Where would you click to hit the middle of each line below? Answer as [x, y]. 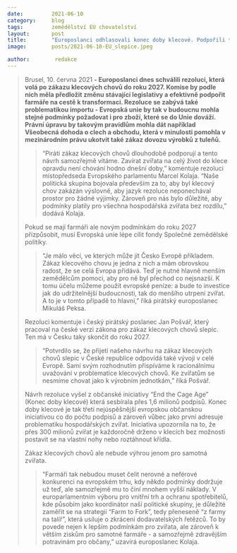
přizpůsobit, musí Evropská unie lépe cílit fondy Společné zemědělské [126, 234]
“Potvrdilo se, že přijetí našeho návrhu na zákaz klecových [127, 350]
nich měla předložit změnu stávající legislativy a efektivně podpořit [125, 94]
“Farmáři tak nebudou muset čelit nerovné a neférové [120, 474]
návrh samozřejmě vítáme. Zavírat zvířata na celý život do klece [135, 160]
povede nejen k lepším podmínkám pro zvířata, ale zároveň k [130, 526]
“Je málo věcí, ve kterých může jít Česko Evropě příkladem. [128, 256]
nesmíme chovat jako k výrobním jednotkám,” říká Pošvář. [126, 380]
